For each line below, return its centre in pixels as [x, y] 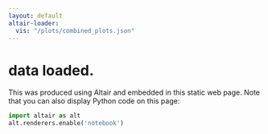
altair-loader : [34, 23]
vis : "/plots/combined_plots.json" [75, 30]
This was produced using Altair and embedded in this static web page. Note [134, 92]
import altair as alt [45, 116]
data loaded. [51, 70]
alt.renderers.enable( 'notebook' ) [66, 124]
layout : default [35, 16]
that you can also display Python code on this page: [94, 101]
